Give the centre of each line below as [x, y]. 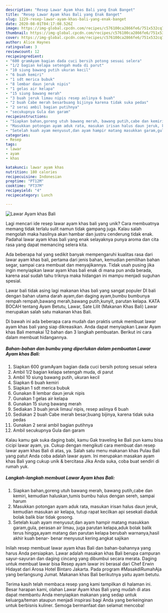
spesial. [14, 281]
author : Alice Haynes [28, 42]
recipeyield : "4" [24, 191]
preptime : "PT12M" [25, 181]
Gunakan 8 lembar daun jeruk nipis [49, 393]
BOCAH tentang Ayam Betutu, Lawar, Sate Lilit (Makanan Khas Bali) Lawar [82, 306]
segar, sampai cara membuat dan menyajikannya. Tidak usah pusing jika [80, 265]
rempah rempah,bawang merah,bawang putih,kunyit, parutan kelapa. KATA [83, 301]
